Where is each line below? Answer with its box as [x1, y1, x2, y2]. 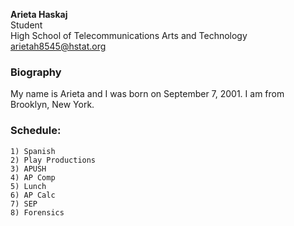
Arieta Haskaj [10, 9, 68, 20]
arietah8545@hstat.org [10, 40, 107, 52]
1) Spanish [10, 146, 56, 156]
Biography [10, 65, 62, 79]
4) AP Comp [10, 172, 56, 183]
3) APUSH [10, 164, 47, 174]
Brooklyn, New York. [10, 99, 95, 111]
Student [10, 19, 43, 31]
